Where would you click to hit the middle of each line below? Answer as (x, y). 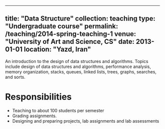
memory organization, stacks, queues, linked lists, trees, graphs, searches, (81, 71)
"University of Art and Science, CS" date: (70, 42)
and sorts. (15, 77)
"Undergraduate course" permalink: (62, 26)
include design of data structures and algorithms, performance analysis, (78, 66)
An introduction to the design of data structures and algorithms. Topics (77, 61)
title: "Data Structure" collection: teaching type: (80, 18)
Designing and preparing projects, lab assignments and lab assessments (86, 121)
